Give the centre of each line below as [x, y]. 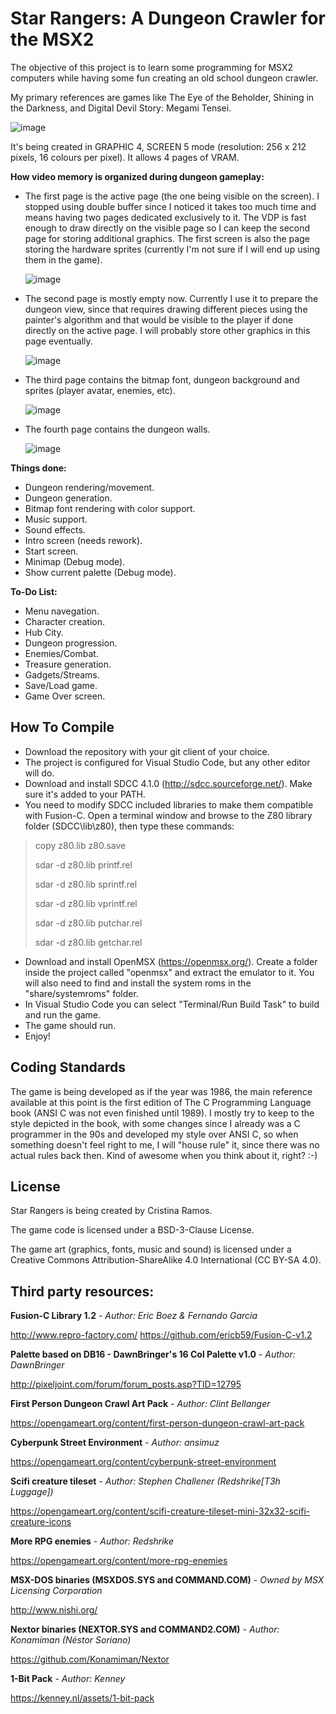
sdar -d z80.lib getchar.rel [88, 942]
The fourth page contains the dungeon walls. [117, 429]
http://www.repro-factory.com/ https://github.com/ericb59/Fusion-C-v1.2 [161, 1335]
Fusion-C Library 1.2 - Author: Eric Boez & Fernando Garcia [134, 1316]
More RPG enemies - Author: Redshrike [92, 1541]
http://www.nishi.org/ [54, 1610]
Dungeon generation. [68, 498]
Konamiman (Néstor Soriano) [71, 1640]
